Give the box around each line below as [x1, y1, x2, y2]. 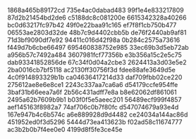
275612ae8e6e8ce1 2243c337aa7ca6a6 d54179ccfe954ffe [7, 81, 178, 88]
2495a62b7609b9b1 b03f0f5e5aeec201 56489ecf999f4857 [7, 95, 182, 104]
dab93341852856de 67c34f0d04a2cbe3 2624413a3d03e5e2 [7, 58, 187, 66]
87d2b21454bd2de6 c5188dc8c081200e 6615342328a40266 [7, 13, 187, 22]
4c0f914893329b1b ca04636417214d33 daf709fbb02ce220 [7, 73, 183, 81]
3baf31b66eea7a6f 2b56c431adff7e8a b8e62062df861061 [7, 88, 178, 96]
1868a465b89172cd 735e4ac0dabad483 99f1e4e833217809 [7, 6, 185, 14]
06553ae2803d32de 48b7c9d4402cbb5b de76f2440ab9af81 [7, 28, 187, 37]
